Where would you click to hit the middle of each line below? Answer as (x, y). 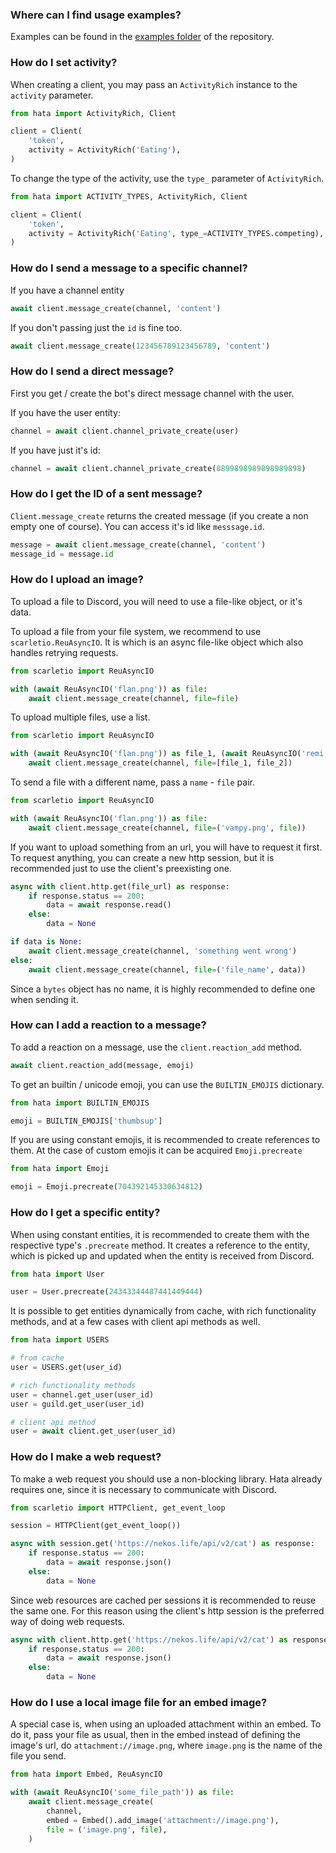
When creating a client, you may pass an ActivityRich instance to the (154, 84)
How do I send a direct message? (92, 371)
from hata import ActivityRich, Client (93, 113)
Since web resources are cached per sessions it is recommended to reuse (163, 1600)
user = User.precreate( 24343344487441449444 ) (106, 1292)
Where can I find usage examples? (96, 15)
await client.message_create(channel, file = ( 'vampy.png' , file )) (167, 828)
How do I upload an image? (77, 580)
